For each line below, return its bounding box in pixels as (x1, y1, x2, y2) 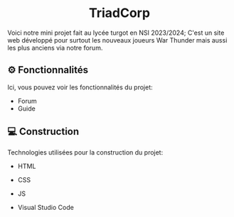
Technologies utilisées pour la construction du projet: (7, 148, 164, 157)
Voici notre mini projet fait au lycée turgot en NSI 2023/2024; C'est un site (7, 28, 225, 37)
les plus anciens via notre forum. (7, 43, 103, 52)
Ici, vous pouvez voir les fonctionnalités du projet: (7, 83, 153, 91)
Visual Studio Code (17, 203, 75, 211)
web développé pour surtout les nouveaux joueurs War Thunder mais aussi (7, 35, 228, 44)
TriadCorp (88, 5, 151, 21)
